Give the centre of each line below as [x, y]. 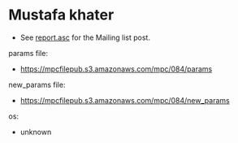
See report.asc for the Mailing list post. [85, 37]
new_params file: [37, 84]
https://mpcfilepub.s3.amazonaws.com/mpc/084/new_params [125, 100]
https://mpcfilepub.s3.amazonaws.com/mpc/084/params [116, 69]
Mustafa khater [61, 15]
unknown [36, 132]
